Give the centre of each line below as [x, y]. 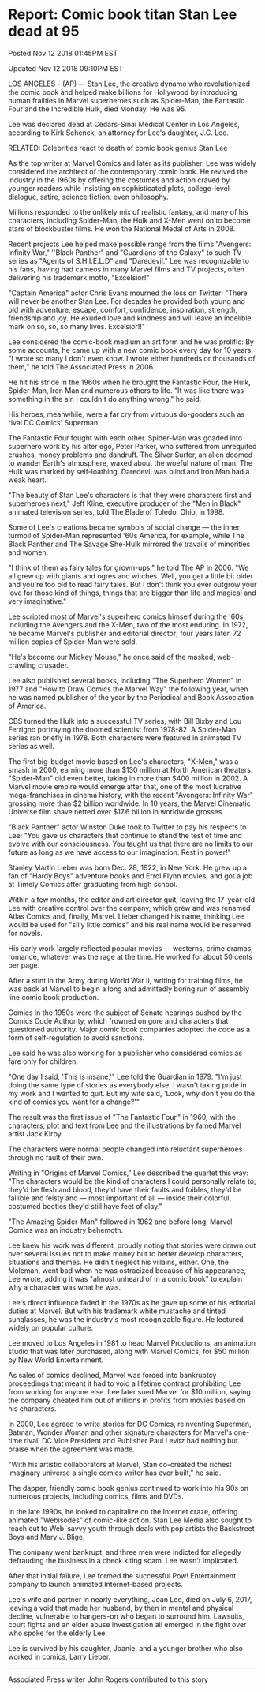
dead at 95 [44, 31]
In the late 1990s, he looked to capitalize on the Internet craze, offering [123, 1511]
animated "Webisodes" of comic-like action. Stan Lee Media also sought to [130, 1520]
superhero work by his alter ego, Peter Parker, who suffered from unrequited [132, 446]
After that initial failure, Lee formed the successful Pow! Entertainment [122, 1575]
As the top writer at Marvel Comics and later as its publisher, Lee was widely [132, 163]
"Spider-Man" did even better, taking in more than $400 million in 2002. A [128, 778]
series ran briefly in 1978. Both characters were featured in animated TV [125, 737]
